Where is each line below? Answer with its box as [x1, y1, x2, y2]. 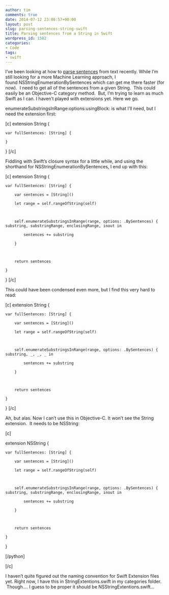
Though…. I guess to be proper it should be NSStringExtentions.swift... [6, 584, 155, 590]
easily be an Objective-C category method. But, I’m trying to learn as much [5, 90, 164, 97]
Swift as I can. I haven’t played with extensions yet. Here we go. [5, 96, 139, 102]
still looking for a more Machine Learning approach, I [5, 74, 116, 80]
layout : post [5, 21, 33, 27]
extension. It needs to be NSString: [5, 421, 80, 427]
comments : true [5, 12, 38, 17]
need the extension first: [5, 111, 57, 117]
